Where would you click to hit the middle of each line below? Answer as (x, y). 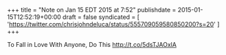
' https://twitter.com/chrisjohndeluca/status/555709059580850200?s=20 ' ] (113, 24)
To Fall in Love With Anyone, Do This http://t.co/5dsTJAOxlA (92, 44)
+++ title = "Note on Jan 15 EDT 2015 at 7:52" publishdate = (92, 10)
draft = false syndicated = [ (101, 17)
